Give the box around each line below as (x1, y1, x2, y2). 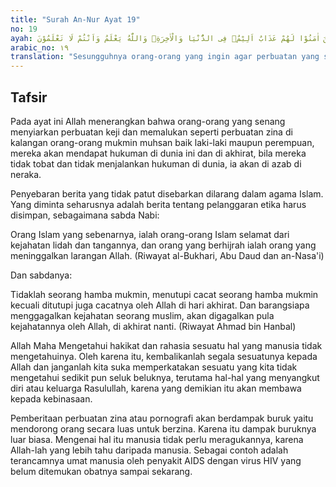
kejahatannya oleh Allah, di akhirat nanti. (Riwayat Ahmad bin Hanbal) (10, 320, 297, 332)
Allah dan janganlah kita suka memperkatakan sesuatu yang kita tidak (10, 361, 298, 373)
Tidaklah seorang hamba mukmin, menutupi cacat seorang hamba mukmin (10, 288, 319, 300)
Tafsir (10, 89, 48, 106)
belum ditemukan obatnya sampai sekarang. (10, 465, 193, 477)
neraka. (10, 168, 42, 180)
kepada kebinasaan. (10, 392, 93, 405)
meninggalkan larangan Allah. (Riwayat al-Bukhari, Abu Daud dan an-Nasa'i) (10, 249, 325, 261)
